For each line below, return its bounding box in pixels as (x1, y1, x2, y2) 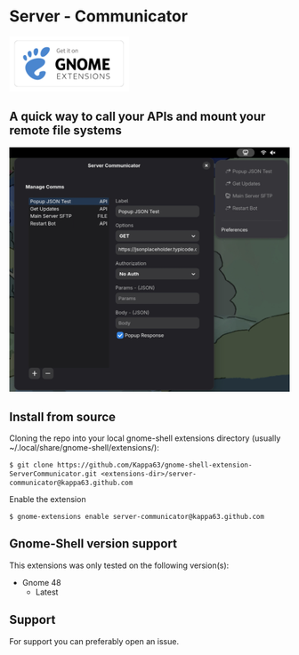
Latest (35, 587, 59, 597)
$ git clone (9, 460, 53, 470)
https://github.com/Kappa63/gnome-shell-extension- (56, 460, 253, 470)
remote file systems (9, 123, 123, 139)
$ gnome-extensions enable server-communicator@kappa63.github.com (9, 513, 265, 522)
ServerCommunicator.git (9, 469, 98, 479)
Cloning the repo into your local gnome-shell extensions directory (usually (9, 433, 281, 443)
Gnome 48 (21, 577, 61, 587)
